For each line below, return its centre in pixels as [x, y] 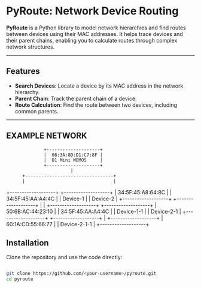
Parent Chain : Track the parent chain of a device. [76, 98]
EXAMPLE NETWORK [47, 136]
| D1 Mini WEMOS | [73, 160]
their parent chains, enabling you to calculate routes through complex [92, 40]
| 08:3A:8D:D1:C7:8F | [73, 155]
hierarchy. [27, 92]
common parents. [36, 111]
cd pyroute [20, 279]
